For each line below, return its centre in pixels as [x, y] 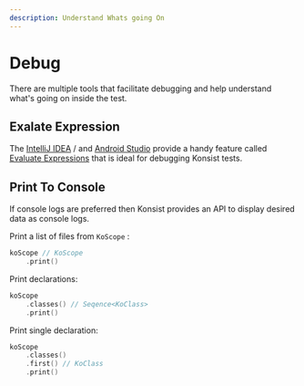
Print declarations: [44, 278]
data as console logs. [49, 219]
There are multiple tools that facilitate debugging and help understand [141, 89]
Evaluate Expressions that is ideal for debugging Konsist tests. [126, 158]
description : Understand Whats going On [87, 18]
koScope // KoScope [46, 253]
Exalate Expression [65, 126]
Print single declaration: [54, 330]
